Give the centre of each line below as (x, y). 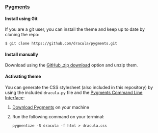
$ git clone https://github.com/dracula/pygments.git (61, 44)
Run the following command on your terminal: (58, 116)
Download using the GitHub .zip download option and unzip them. (72, 65)
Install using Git (21, 19)
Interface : (15, 98)
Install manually (22, 54)
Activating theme (23, 76)
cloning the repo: (22, 35)
